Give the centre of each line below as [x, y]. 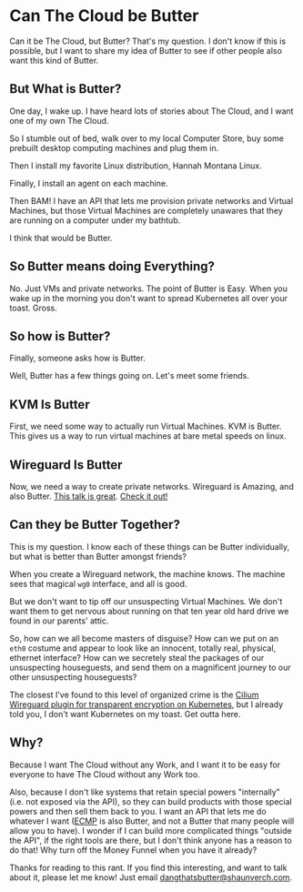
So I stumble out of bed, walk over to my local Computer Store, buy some [147, 138]
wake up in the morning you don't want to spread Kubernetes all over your [149, 298]
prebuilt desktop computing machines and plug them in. [114, 147]
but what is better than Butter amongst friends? [98, 556]
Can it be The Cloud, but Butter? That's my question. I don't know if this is [148, 41]
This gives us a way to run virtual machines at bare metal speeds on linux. [148, 436]
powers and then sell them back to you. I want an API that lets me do [138, 811]
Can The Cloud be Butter [104, 16]
